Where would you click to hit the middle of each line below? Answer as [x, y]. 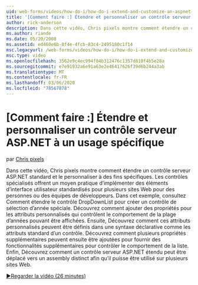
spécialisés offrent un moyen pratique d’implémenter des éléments [87, 183]
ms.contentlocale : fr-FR [37, 77]
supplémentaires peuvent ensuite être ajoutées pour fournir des [83, 239]
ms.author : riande [29, 34]
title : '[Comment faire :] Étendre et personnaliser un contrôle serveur [99, 17]
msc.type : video [26, 55]
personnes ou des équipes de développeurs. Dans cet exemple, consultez [96, 195]
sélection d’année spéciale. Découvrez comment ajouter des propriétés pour [99, 208]
